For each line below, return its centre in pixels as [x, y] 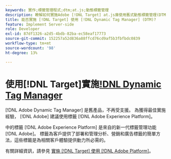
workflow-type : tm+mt [28, 43]
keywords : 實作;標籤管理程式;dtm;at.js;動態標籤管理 [57, 10]
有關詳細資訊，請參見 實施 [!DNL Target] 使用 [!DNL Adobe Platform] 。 [80, 151]
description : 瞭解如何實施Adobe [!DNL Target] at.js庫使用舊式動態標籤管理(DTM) [87, 15]
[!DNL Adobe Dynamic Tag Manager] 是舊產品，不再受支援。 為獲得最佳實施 [86, 110]
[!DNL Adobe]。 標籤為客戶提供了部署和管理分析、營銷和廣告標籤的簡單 [81, 134]
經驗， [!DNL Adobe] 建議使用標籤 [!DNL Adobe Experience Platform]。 [80, 117]
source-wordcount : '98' [31, 48]
